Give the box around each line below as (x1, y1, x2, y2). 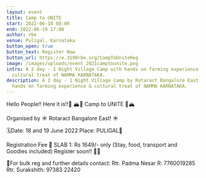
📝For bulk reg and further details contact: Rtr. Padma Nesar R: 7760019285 (6, 160, 196, 166)
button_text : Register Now (6, 49, 75, 55)
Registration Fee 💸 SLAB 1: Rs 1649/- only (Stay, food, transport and (6, 141, 178, 148)
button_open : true (6, 44, 53, 50)
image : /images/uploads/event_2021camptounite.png (6, 60, 139, 66)
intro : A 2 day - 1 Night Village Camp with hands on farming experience (6, 66, 199, 72)
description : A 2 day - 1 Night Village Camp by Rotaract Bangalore (6, 77, 185, 83)
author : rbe (6, 32, 37, 38)
